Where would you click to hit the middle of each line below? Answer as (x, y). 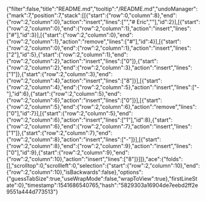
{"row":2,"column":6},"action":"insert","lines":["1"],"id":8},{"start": (89, 120)
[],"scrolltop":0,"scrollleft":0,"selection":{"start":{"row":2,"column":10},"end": (103, 166)
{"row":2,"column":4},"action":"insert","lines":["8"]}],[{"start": (84, 81)
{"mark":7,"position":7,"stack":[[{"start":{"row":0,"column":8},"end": (92, 15)
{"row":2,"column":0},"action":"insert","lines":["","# (71, 22)
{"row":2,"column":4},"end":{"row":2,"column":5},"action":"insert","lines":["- (103, 87)
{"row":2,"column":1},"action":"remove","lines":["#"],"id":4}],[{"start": (94, 41)
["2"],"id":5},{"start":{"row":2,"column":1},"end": (67, 54)
